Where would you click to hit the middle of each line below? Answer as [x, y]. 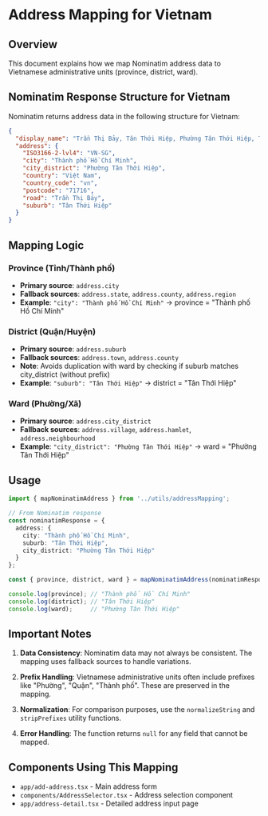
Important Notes [50, 634]
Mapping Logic [46, 245]
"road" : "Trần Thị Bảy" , [64, 198]
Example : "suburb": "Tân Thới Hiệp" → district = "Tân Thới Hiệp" [128, 383]
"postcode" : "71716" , [58, 190]
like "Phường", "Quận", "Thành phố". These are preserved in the [124, 686]
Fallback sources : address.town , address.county [99, 358]
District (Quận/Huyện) [52, 331]
